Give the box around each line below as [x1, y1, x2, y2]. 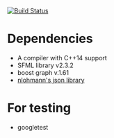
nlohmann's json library [17, 76, 85, 84]
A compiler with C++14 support [17, 53, 108, 62]
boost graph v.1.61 [17, 68, 70, 76]
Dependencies [7, 31, 93, 46]
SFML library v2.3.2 [17, 61, 74, 69]
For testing [7, 101, 72, 116]
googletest [17, 123, 49, 131]
